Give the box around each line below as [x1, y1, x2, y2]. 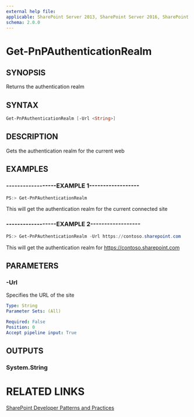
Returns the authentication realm [6, 83, 84, 91]
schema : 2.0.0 [6, 19, 41, 25]
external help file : [6, 8, 57, 15]
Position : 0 [6, 324, 35, 330]
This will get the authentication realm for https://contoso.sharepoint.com [6, 244, 180, 251]
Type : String [6, 303, 38, 309]
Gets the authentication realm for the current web [6, 147, 125, 154]
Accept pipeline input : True [6, 329, 77, 336]
